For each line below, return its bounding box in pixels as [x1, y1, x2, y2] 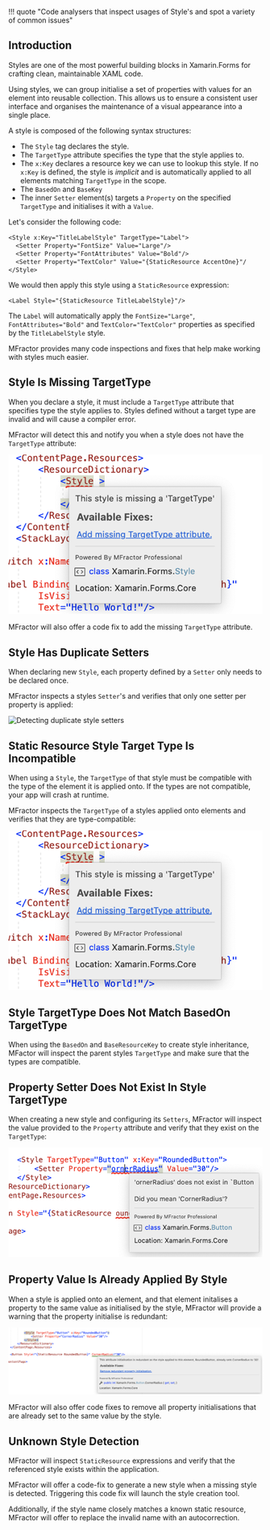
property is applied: [8, 700, 74, 709]
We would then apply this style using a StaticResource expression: [8, 280, 230, 290]
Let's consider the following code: [8, 217, 122, 227]
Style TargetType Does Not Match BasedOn [8, 1006, 231, 1020]
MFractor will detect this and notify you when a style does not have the [8, 429, 244, 439]
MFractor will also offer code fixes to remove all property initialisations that [8, 1402, 256, 1412]
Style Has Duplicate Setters [8, 646, 149, 659]
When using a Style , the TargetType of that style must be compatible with [8, 772, 252, 782]
